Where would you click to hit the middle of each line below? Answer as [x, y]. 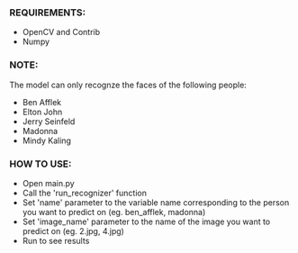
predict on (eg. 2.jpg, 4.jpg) [73, 230]
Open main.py [48, 183]
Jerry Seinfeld [49, 121]
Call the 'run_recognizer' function [84, 193]
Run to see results [56, 240]
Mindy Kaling [47, 140]
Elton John [42, 112]
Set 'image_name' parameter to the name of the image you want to [146, 221]
